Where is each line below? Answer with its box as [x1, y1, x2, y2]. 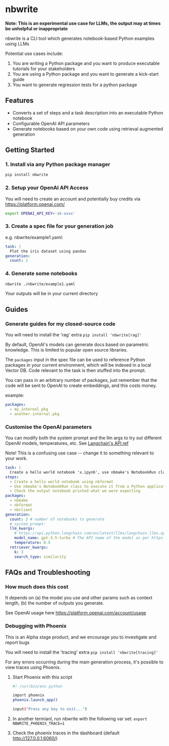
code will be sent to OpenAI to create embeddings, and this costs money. [5, 382, 157, 389]
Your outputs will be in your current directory [5, 291, 98, 297]
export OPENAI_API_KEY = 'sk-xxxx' [5, 211, 75, 216]
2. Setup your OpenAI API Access [5, 184, 89, 191]
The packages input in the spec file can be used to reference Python [5, 357, 145, 363]
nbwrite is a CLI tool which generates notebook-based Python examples [5, 35, 155, 41]
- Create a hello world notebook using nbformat [10, 479, 114, 484]
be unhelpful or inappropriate [5, 25, 68, 31]
